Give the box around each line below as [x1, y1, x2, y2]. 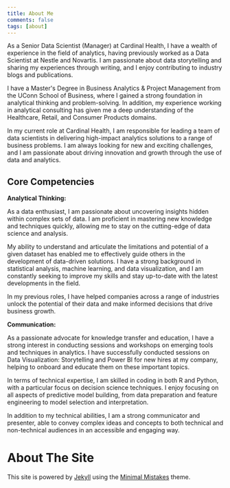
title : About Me [7, 10, 54, 17]
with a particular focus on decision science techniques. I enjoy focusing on [7, 384, 219, 392]
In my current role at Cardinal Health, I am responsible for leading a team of [7, 126, 220, 135]
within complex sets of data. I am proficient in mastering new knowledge [7, 214, 213, 223]
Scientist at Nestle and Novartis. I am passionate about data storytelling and [7, 56, 222, 65]
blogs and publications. [7, 71, 73, 79]
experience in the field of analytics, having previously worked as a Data [7, 49, 209, 57]
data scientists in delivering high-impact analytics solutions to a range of [7, 134, 213, 142]
